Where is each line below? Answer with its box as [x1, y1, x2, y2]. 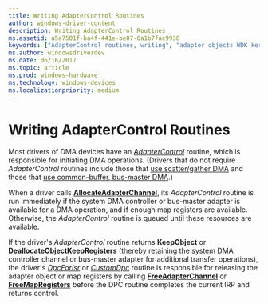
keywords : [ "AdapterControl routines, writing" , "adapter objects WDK [8, 42, 248, 50]
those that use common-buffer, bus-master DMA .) [8, 173, 174, 182]
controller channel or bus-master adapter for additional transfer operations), [8, 254, 258, 264]
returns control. [8, 289, 60, 298]
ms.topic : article [8, 64, 69, 72]
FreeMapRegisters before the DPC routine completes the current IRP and [8, 280, 250, 290]
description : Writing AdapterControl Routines [8, 26, 166, 34]
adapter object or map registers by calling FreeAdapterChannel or [8, 271, 227, 281]
